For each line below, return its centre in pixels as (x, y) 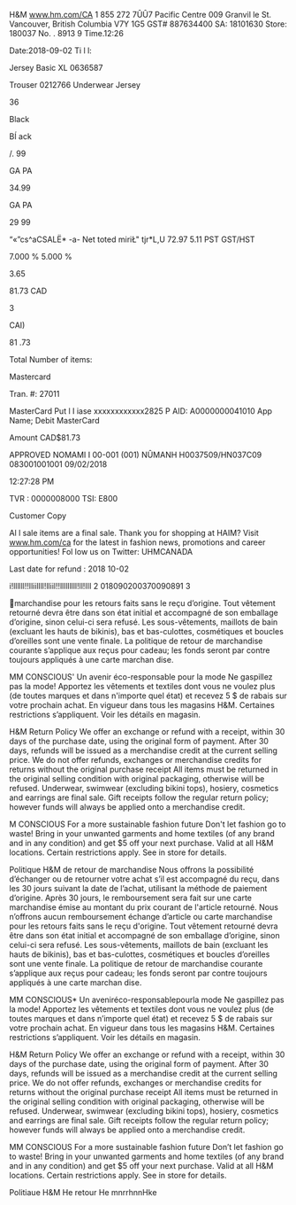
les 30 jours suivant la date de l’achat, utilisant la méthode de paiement (138, 888)
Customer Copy (38, 516)
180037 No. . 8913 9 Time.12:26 (66, 33)
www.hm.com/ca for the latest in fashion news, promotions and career (137, 542)
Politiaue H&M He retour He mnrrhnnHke (83, 1192)
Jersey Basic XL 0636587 (56, 68)
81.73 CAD (28, 291)
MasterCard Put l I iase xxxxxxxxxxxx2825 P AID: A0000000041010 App (140, 411)
